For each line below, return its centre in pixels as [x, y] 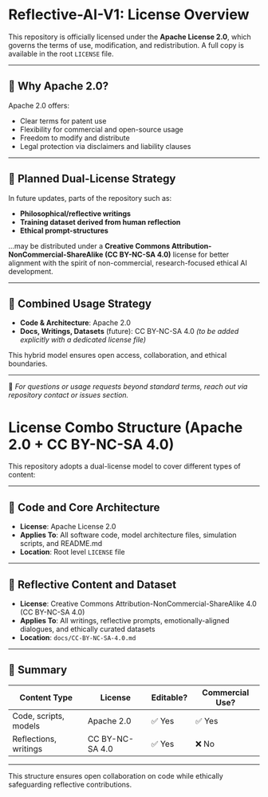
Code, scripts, [39, 716]
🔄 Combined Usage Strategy [80, 303]
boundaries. [28, 363]
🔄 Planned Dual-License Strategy [92, 179]
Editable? [169, 697]
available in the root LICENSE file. [61, 53]
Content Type [46, 697]
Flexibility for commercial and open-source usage [101, 129]
